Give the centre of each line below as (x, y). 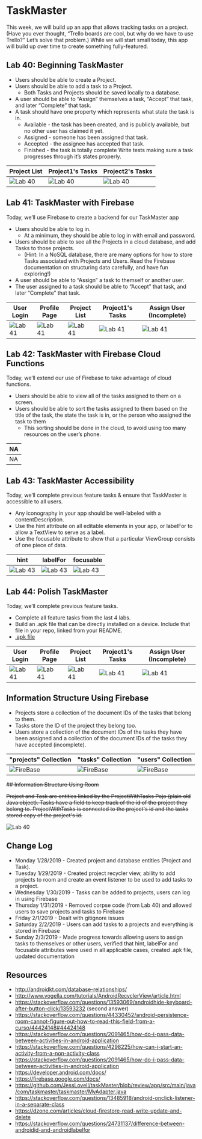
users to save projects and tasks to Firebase (70, 911)
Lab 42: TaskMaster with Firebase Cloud (84, 354)
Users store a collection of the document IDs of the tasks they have (98, 732)
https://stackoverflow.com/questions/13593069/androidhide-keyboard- (103, 1002)
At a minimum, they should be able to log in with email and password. (110, 235)
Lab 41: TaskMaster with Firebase (70, 203)
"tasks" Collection (104, 760)
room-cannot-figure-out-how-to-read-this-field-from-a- (85, 1021)
